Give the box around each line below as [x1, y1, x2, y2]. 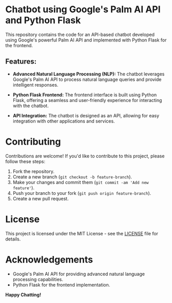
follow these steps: [5, 158, 45, 165]
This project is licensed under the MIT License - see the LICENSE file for [5, 230, 158, 236]
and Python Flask [5, 14, 81, 26]
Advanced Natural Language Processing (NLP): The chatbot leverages [12, 71, 165, 77]
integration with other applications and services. [12, 118, 115, 124]
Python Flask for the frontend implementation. [12, 281, 110, 288]
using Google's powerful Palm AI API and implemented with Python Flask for [5, 37, 167, 43]
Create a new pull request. [12, 195, 69, 201]
